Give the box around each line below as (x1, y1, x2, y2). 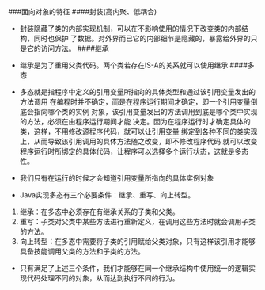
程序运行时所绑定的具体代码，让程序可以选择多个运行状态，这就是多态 (19, 147, 249, 156)
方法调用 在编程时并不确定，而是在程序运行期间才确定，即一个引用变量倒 (19, 97, 258, 106)
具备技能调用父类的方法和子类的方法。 (19, 246, 145, 256)
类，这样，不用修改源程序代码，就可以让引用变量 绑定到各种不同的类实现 (19, 127, 258, 136)
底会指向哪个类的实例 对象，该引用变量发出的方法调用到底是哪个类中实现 (19, 107, 258, 116)
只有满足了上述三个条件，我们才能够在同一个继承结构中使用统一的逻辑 (19, 264, 249, 273)
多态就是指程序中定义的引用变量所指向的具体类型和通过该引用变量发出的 (19, 87, 256, 97)
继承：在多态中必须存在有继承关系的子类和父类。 (19, 207, 180, 216)
